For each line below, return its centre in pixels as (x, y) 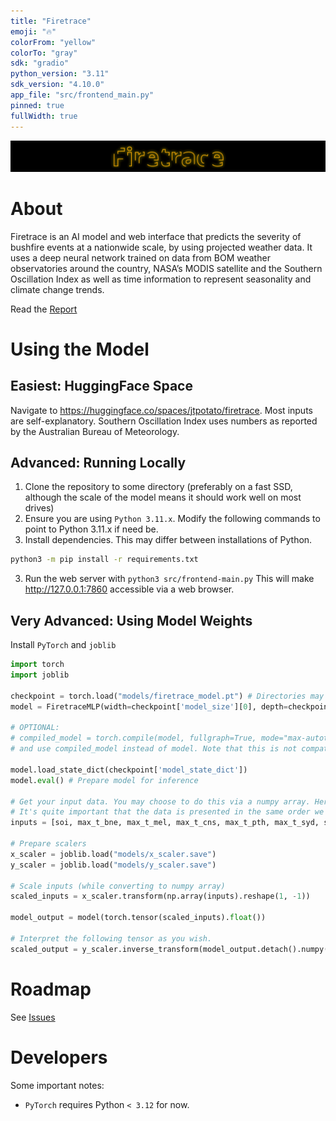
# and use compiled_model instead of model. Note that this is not (154, 749)
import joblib (40, 675)
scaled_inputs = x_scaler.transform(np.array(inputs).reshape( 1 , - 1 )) (160, 896)
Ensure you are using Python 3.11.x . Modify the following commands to (172, 519)
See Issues (33, 1017)
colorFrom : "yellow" (53, 42)
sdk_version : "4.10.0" (57, 85)
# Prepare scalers (48, 844)
